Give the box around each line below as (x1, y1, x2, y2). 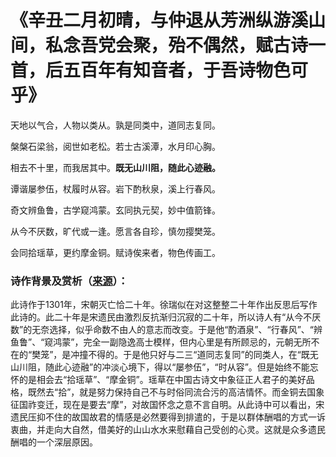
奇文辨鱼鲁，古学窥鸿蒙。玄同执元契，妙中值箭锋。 (10, 204, 221, 216)
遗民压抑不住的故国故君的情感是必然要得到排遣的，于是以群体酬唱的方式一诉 (10, 411, 326, 423)
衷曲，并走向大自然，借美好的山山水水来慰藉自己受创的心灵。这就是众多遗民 (10, 424, 326, 436)
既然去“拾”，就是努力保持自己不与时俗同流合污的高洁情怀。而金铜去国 (27, 386, 317, 398)
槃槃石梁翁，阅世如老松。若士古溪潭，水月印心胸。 (10, 140, 221, 152)
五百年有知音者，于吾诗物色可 (63, 59, 309, 82)
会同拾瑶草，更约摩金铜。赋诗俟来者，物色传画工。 (10, 246, 221, 258)
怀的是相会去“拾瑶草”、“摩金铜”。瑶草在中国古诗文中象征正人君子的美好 (10, 374, 307, 386)
